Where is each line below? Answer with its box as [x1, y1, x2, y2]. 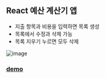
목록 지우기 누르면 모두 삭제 [14, 38, 79, 45]
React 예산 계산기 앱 [6, 5, 78, 16]
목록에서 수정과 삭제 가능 [14, 30, 73, 37]
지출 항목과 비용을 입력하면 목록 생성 [14, 23, 100, 30]
